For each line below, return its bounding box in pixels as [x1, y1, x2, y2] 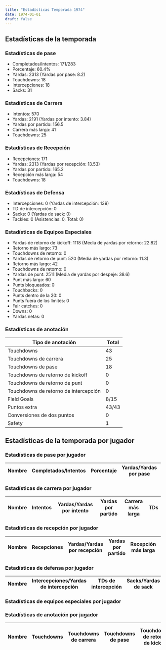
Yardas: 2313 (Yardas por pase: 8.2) [12, 71, 85, 77]
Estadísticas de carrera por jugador [5, 485, 92, 492]
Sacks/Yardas [126, 577, 160, 584]
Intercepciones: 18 [12, 82, 50, 88]
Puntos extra [7, 404, 37, 411]
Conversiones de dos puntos [7, 412, 75, 418]
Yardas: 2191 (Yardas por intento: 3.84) [12, 116, 91, 122]
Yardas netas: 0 [12, 313, 44, 320]
